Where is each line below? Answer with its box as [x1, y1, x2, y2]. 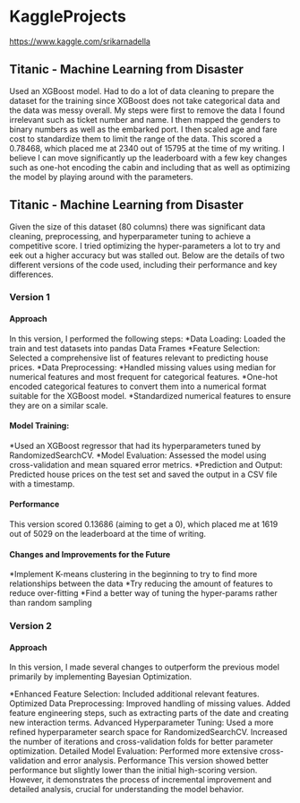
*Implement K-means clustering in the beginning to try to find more [9, 569, 258, 580]
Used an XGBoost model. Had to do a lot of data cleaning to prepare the [9, 85, 275, 96]
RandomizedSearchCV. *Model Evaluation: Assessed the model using [9, 450, 267, 461]
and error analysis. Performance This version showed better [47, 756, 269, 766]
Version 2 [9, 620, 52, 633]
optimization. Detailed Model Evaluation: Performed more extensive [9, 746, 258, 756]
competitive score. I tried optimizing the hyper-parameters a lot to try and [9, 240, 280, 251]
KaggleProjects [9, 6, 127, 27]
